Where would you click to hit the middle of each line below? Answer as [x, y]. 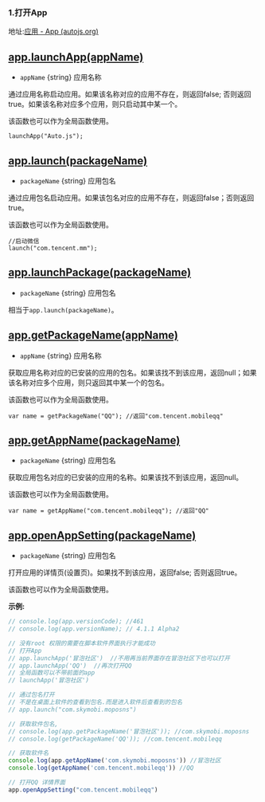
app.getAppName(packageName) [94, 440]
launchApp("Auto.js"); [46, 136]
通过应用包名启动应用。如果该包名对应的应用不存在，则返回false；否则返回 [131, 198]
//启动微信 [24, 241]
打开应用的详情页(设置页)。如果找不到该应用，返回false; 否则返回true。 [125, 572]
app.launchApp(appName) [76, 57]
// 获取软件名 [29, 753]
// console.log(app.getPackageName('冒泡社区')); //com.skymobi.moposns [129, 731]
